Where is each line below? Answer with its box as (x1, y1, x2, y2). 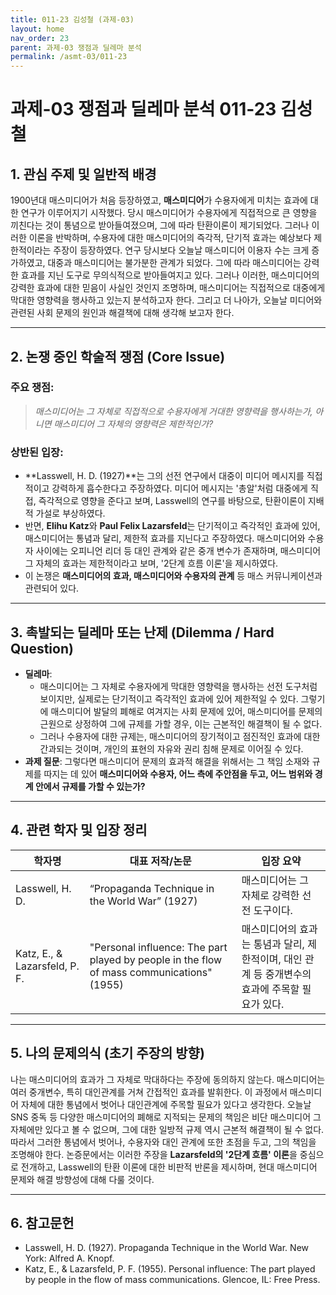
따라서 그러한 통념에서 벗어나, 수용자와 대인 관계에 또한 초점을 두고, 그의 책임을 (10, 1136, 317, 1148)
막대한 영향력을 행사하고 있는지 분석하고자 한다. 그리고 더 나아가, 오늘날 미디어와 (10, 294, 323, 306)
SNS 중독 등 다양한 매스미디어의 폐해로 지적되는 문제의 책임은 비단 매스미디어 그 (10, 1111, 322, 1123)
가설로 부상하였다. (35, 507, 106, 520)
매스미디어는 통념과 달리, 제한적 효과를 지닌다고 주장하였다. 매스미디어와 (24, 532, 306, 545)
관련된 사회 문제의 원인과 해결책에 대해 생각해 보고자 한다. (10, 307, 235, 319)
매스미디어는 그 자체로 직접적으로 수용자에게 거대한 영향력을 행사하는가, (34, 405, 313, 417)
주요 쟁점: (10, 381, 55, 395)
